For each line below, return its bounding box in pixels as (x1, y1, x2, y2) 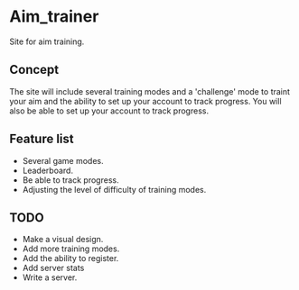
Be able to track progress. (22, 174, 119, 186)
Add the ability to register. (22, 253, 119, 264)
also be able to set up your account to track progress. (9, 105, 210, 116)
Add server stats (22, 263, 85, 274)
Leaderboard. (22, 165, 74, 176)
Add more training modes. (22, 243, 120, 254)
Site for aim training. (9, 36, 85, 47)
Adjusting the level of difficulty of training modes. (22, 184, 207, 195)
